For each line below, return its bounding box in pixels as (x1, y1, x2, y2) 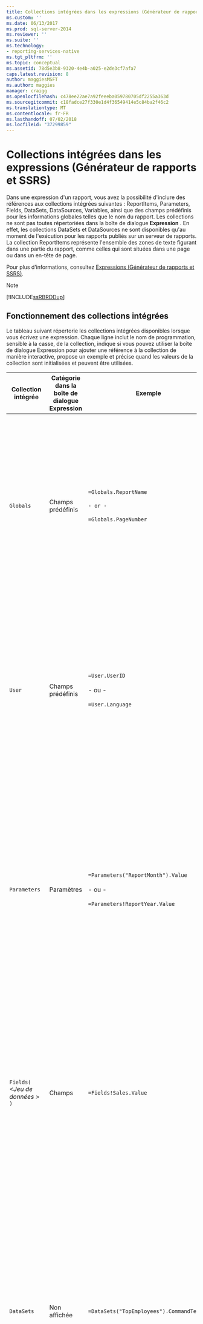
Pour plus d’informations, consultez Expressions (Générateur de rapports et (6, 263, 195, 271)
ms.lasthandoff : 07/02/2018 (6, 116, 77, 122)
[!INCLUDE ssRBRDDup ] (6, 294, 65, 301)
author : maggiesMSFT (6, 76, 59, 83)
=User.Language (88, 701, 132, 708)
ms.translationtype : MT (6, 104, 66, 111)
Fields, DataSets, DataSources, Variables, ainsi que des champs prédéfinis (6, 207, 192, 214)
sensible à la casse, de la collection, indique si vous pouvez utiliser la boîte (6, 340, 192, 347)
